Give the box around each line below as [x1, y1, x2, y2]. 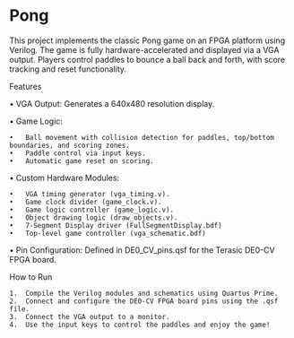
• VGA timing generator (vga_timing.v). [9, 189, 170, 198]
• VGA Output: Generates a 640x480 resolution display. [9, 98, 215, 108]
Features [9, 81, 42, 91]
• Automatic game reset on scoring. [9, 156, 154, 166]
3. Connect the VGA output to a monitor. [9, 312, 170, 321]
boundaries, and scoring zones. [9, 141, 130, 150]
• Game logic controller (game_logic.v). [9, 205, 175, 214]
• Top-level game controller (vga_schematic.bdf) [9, 229, 206, 238]
